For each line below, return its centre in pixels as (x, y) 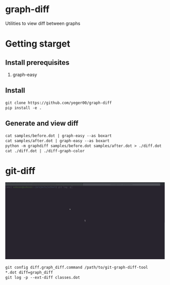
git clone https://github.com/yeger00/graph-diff (59, 103)
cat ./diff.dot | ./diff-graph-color (45, 151)
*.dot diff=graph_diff (29, 272)
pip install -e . (24, 108)
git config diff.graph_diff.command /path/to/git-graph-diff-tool (77, 267)
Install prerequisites (37, 63)
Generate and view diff (42, 123)
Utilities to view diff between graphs (43, 23)
